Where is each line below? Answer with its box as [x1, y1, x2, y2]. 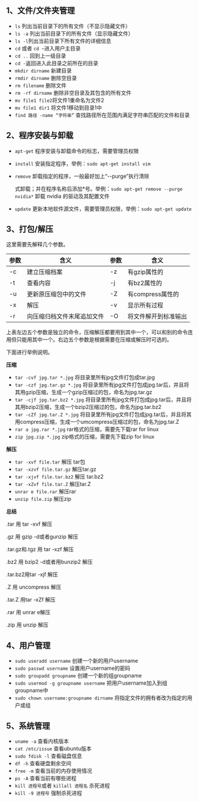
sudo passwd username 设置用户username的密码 [14, 664, 130, 672]
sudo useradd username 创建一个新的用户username [14, 657, 138, 664]
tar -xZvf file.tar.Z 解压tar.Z [14, 481, 91, 488]
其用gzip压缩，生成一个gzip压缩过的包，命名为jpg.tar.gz [14, 389, 153, 396]
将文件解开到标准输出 [127, 312, 188, 321]
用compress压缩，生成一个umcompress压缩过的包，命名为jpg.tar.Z [14, 418, 179, 426]
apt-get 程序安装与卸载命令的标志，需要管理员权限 [14, 147, 139, 154]
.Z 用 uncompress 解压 [6, 583, 62, 591]
